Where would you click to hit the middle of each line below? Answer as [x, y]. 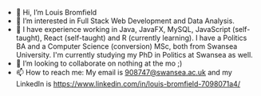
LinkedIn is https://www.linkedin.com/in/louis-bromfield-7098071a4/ [128, 84]
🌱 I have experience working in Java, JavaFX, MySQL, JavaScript [123, 29]
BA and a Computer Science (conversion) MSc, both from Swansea [127, 46]
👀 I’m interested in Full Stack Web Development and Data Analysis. [125, 21]
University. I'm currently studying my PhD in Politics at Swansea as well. [134, 55]
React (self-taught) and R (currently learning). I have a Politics [145, 38]
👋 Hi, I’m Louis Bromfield [56, 12]
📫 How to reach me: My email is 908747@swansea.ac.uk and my [124, 72]
